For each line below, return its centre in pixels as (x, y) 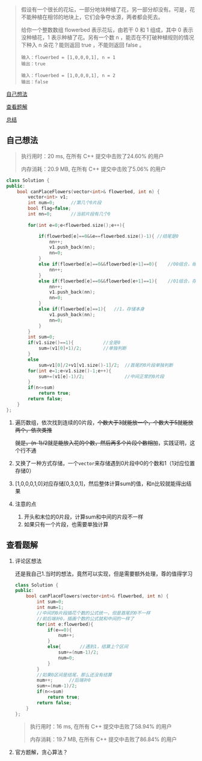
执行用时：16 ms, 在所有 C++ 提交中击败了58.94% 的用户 (101, 726)
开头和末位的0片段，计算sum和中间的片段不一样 (84, 517)
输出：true (33, 64)
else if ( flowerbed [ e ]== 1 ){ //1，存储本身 (91, 309)
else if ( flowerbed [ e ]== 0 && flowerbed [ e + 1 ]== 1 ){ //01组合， (115, 281)
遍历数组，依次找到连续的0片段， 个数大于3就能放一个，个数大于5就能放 (104, 422)
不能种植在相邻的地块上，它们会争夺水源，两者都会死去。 (92, 17)
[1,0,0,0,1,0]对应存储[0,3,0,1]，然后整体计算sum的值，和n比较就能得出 (100, 483)
